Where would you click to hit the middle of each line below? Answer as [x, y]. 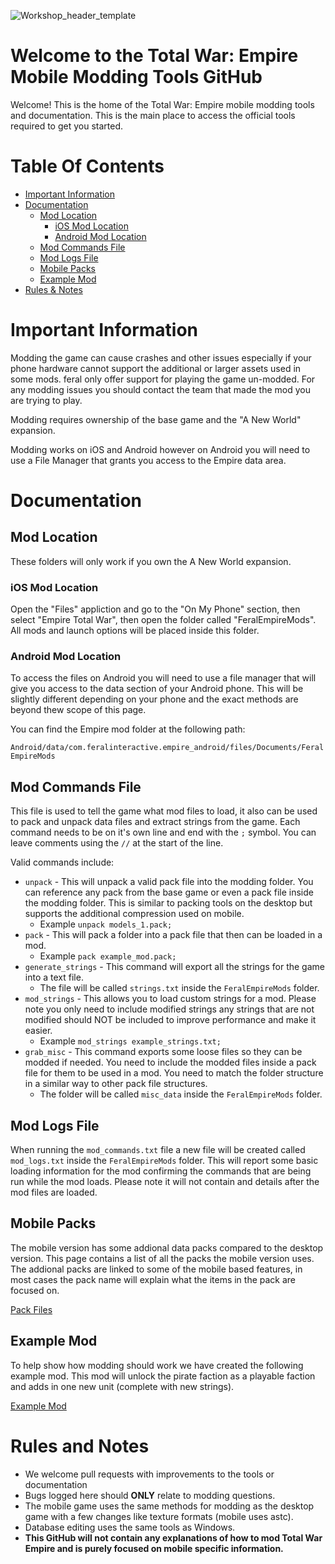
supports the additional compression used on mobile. [134, 914]
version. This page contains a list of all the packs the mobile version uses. [162, 1258]
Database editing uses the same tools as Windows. [130, 1527]
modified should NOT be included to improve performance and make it [170, 1020]
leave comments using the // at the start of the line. [117, 843]
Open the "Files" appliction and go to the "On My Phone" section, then [155, 609]
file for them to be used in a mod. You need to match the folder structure [174, 1073]
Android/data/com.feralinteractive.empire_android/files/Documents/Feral [167, 748]
